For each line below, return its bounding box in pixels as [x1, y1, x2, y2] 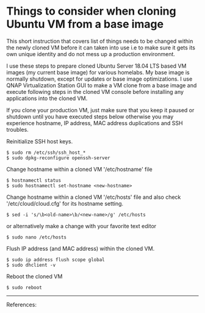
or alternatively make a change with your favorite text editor [6, 222, 157, 229]
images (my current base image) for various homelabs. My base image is [6, 68, 190, 76]
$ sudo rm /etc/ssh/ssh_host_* [6, 149, 86, 156]
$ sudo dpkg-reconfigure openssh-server [6, 154, 111, 161]
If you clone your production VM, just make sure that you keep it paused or [6, 106, 195, 113]
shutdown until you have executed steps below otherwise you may [6, 113, 174, 120]
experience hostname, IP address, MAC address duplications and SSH [6, 119, 183, 126]
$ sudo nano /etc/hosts [6, 234, 67, 240]
